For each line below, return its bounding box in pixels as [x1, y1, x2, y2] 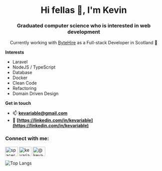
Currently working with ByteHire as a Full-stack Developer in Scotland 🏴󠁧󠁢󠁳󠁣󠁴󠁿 [9, 40, 158, 46]
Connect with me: [5, 135, 49, 142]
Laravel [12, 59, 28, 65]
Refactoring [12, 85, 37, 91]
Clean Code [12, 80, 37, 86]
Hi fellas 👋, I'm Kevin [40, 4, 127, 16]
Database [12, 70, 32, 76]
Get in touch [5, 100, 31, 106]
